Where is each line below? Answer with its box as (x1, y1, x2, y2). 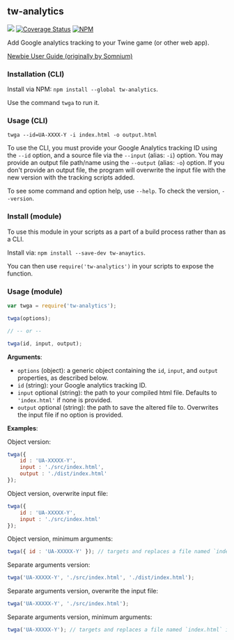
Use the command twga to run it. (7, 99, 100, 107)
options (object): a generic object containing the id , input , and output (17, 366, 218, 374)
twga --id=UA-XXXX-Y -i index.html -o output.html (7, 131, 157, 138)
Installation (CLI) (7, 69, 65, 79)
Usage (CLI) (7, 116, 48, 126)
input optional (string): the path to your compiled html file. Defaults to (17, 388, 217, 397)
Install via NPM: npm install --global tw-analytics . (7, 85, 159, 93)
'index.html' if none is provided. (17, 396, 113, 404)
